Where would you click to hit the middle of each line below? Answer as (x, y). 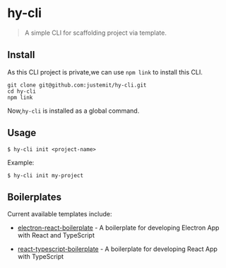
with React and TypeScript (56, 235)
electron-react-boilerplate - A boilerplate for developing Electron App (118, 228)
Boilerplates (35, 197)
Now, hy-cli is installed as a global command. (73, 111)
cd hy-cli (22, 91)
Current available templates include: (60, 214)
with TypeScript (41, 257)
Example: (21, 162)
